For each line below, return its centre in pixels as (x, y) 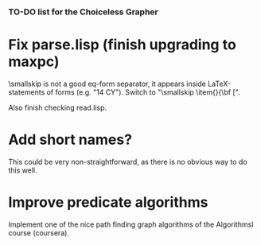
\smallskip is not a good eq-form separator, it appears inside (107, 84)
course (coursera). (39, 232)
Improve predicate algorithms (108, 202)
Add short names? (70, 140)
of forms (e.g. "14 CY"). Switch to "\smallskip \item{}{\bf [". (143, 92)
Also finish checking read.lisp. (58, 107)
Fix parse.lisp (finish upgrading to (122, 45)
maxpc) (34, 62)
